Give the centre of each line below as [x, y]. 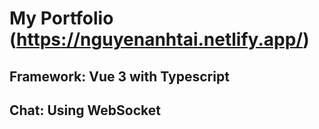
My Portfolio [61, 18]
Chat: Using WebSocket [85, 110]
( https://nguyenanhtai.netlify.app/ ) [159, 39]
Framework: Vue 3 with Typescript [119, 76]
